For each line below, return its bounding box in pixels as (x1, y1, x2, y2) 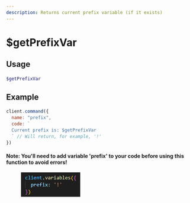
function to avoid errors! (6, 159, 67, 166)
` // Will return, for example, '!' (11, 133, 102, 139)
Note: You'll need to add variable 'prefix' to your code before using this (6, 153, 185, 160)
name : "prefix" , (11, 115, 51, 121)
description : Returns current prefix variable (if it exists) (6, 9, 163, 15)
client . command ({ (6, 108, 49, 115)
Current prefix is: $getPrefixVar (11, 127, 96, 133)
